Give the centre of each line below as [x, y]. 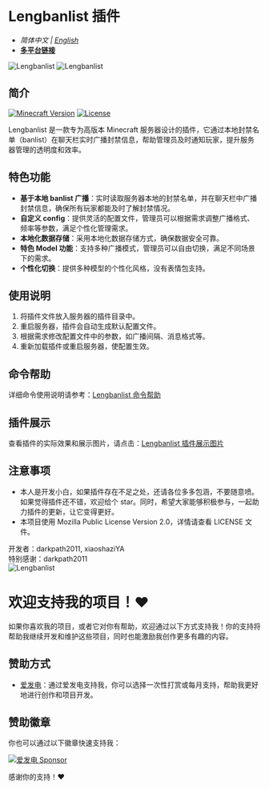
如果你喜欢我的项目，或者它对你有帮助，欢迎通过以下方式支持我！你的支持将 [134, 626]
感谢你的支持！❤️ [37, 777]
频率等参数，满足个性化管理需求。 [76, 228]
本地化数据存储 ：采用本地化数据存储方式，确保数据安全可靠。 [122, 238]
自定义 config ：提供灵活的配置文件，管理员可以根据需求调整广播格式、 [137, 218]
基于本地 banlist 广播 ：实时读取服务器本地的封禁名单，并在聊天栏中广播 [139, 198]
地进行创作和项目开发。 [58, 695]
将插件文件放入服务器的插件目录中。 [80, 316]
